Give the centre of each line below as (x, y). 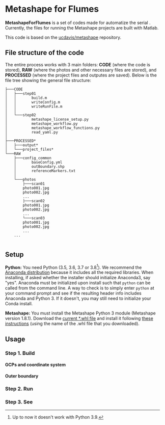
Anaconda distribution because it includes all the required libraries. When (79, 272)
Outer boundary (22, 376)
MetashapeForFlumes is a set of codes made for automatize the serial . (78, 23)
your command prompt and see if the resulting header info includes (73, 293)
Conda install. (19, 304)
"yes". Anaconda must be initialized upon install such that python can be (78, 283)
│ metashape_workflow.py (41, 124)
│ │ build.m (26, 98)
